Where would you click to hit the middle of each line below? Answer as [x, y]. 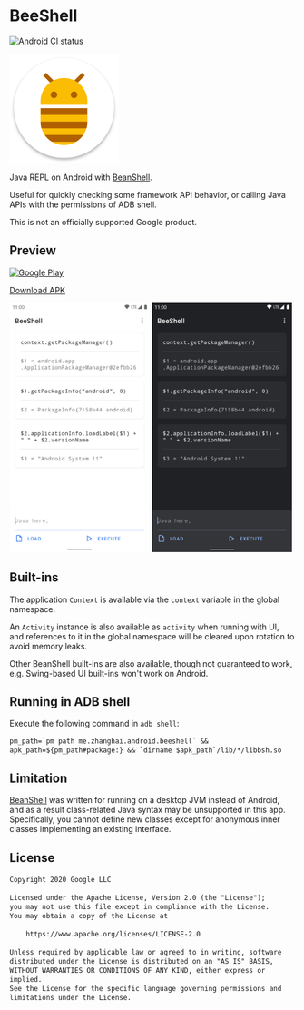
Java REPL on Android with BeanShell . [81, 177]
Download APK [38, 290]
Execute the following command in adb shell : [94, 724]
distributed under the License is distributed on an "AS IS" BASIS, [142, 962]
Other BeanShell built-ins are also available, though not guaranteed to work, [151, 663]
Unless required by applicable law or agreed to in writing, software [146, 953]
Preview [33, 251]
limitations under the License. [70, 998]
